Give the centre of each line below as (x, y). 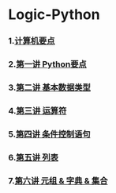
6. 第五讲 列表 (34, 157)
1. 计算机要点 (32, 41)
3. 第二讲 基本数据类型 (49, 87)
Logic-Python (54, 15)
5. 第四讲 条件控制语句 (49, 134)
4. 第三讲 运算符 (37, 110)
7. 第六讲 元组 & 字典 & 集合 (58, 180)
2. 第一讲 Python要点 (47, 64)
